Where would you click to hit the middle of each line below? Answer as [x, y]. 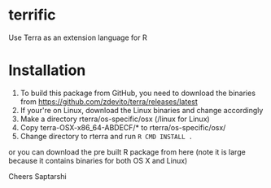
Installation [47, 70]
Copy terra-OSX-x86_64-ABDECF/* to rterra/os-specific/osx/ [123, 127]
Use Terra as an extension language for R [78, 37]
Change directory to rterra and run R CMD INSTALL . [106, 136]
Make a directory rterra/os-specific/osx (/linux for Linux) [115, 119]
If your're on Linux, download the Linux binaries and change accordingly [142, 110]
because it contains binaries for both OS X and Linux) [98, 160]
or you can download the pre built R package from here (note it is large [127, 151]
